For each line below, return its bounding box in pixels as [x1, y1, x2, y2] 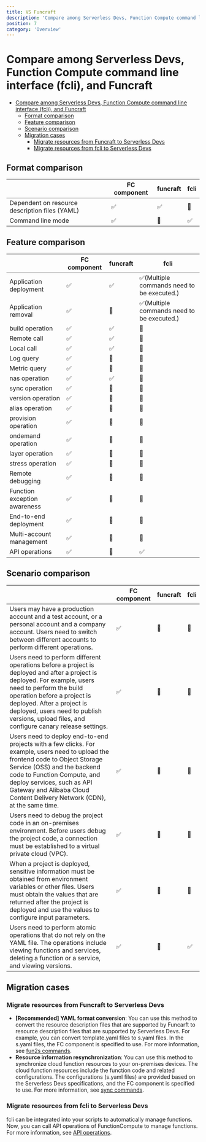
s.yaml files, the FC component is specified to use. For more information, [15, 1041, 199, 1048]
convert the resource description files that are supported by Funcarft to [15, 1021, 196, 1028]
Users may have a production [9, 604, 94, 613]
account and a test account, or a [9, 612, 102, 621]
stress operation [9, 459, 56, 467]
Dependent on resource [9, 199, 78, 207]
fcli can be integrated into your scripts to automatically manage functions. [6, 1116, 193, 1123]
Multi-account [9, 529, 51, 538]
